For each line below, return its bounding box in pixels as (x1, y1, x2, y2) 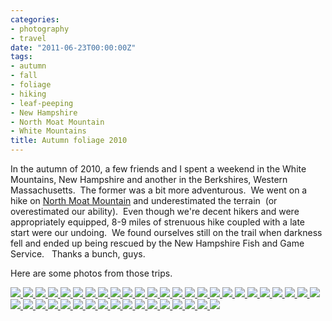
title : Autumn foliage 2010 (10, 136, 128, 146)
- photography (10, 24, 70, 34)
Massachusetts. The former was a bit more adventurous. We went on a (10, 184, 308, 196)
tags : (10, 52, 33, 62)
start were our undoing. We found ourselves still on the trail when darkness (10, 227, 323, 238)
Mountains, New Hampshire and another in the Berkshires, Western (10, 174, 288, 185)
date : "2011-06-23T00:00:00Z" (10, 42, 137, 53)
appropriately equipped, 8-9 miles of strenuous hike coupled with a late (10, 216, 306, 228)
